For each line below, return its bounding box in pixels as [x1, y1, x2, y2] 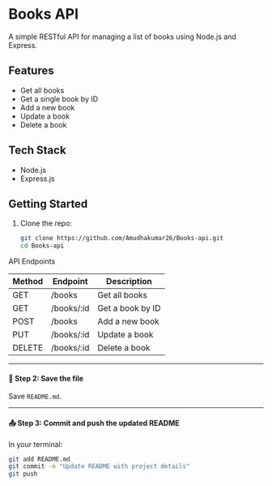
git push [8, 470, 38, 479]
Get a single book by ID [19, 94, 99, 104]
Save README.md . [8, 391, 62, 402]
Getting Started [8, 196, 88, 211]
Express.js [19, 174, 55, 183]
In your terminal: [8, 439, 63, 449]
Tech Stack [8, 144, 66, 157]
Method [12, 276, 44, 287]
